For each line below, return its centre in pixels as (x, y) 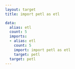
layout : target (20, 9)
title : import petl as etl (32, 14)
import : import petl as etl (42, 50)
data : (10, 23)
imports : (18, 36)
